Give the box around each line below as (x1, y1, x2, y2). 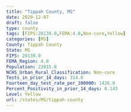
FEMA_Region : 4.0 (6, 58, 49, 64)
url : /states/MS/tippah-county (6, 97, 84, 103)
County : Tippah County (6, 42, 62, 48)
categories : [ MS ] (6, 36, 49, 42)
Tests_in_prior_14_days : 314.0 (6, 75, 84, 81)
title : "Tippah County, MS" (6, 8, 76, 15)
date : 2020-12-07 (6, 14, 49, 20)
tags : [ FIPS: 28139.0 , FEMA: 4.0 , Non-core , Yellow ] (6, 31, 126, 37)
